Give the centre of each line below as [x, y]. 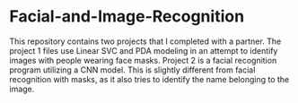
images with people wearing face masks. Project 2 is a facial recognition [143, 60]
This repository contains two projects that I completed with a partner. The [145, 41]
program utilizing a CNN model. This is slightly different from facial [132, 70]
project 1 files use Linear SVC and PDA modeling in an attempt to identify [144, 50]
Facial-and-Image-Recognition [127, 17]
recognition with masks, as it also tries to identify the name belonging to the [149, 79]
